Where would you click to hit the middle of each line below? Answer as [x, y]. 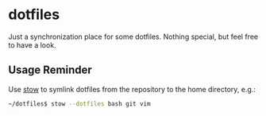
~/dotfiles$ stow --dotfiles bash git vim [79, 104]
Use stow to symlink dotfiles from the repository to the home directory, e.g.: [132, 89]
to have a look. [33, 44]
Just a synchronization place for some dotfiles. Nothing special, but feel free [133, 37]
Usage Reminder [50, 70]
